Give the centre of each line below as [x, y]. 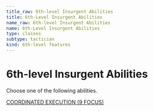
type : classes [24, 34]
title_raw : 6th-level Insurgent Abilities [60, 12]
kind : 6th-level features [38, 45]
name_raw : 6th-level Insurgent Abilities [58, 23]
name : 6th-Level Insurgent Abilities [53, 28]
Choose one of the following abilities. [52, 90]
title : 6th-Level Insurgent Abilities [54, 17]
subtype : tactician [30, 39]
